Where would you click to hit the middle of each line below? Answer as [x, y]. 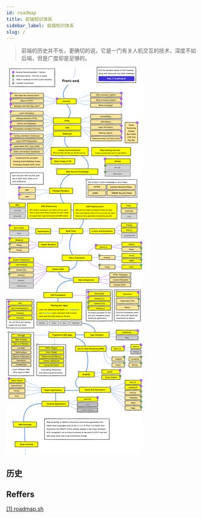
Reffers [21, 495]
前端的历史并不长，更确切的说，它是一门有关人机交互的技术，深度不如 [109, 51]
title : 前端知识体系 [29, 19]
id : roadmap [21, 13]
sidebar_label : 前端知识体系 [40, 25]
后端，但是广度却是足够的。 [56, 58]
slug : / [16, 32]
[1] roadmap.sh [25, 509]
